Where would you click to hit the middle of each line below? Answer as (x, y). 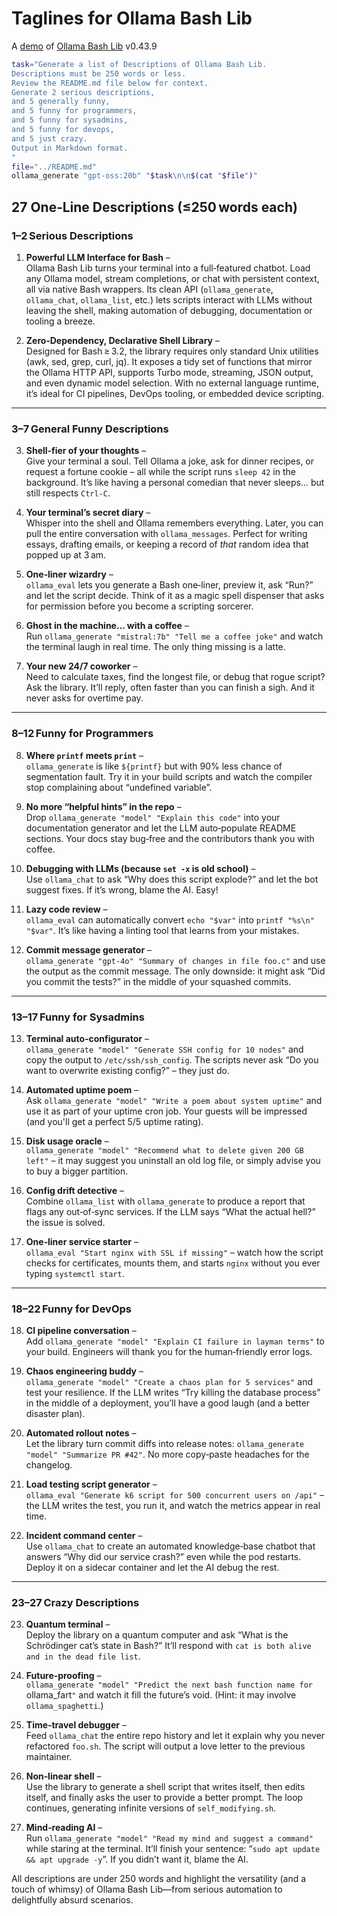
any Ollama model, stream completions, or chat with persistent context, (172, 278)
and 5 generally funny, (61, 102)
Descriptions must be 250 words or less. (99, 73)
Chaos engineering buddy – (84, 1371)
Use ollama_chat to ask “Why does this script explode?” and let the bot (172, 879)
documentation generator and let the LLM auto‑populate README (161, 828)
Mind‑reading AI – (64, 1828)
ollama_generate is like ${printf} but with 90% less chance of (154, 766)
